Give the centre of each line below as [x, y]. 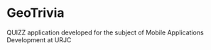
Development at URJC [39, 39]
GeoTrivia [36, 13]
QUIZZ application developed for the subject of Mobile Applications [105, 32]
